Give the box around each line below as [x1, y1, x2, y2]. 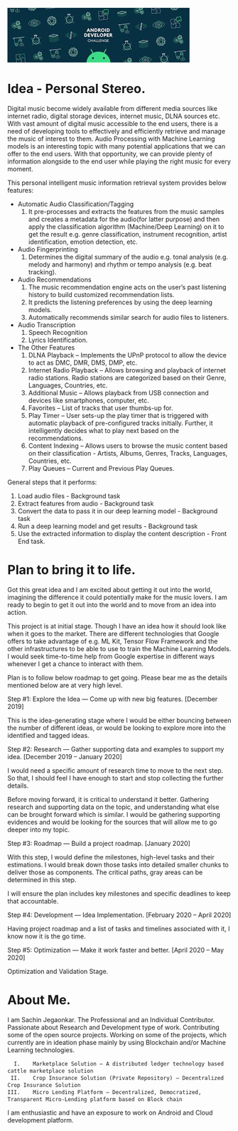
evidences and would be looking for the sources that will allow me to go [7, 818, 217, 826]
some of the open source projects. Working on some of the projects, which [7, 1030, 227, 1039]
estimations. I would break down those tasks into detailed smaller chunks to [7, 860, 229, 869]
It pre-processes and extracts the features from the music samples [28, 207, 225, 215]
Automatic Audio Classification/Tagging [17, 200, 134, 208]
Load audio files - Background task [17, 491, 121, 500]
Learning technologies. [7, 1046, 75, 1054]
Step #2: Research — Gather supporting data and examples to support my [7, 744, 225, 754]
